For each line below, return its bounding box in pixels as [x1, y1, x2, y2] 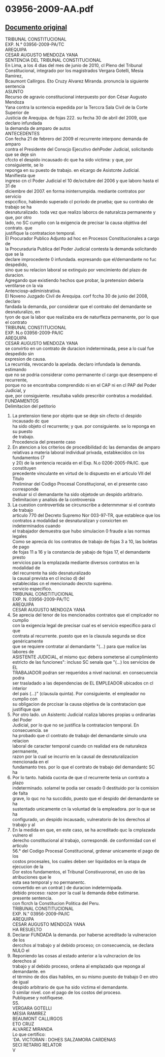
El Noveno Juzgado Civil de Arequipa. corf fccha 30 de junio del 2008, [5, 293, 149, 299]
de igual [12, 979, 29, 985]
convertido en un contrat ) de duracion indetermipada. [12, 885, 123, 890]
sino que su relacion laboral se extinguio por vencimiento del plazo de [5, 267, 147, 272]
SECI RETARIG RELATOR [12, 1042, 62, 1048]
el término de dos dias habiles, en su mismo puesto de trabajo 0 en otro [12, 974, 158, 980]
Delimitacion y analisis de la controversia [12, 497, 95, 502]
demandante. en [12, 969, 46, 974]
